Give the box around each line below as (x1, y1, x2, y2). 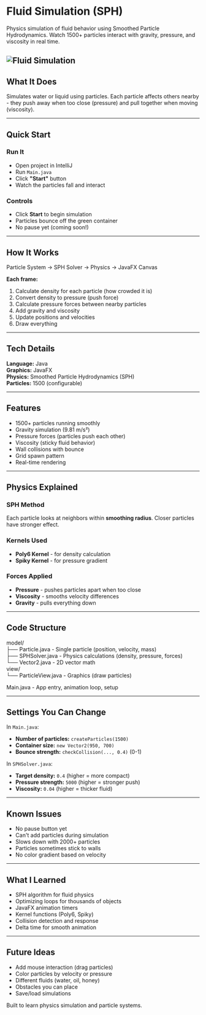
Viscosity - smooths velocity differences (15, 592, 120, 600)
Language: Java (6, 359, 48, 367)
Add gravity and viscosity (15, 307, 80, 314)
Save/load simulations (15, 989, 72, 997)
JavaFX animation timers (15, 904, 78, 912)
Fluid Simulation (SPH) (6, 4, 123, 18)
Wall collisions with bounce (15, 445, 85, 453)
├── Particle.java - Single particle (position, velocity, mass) (6, 645, 157, 652)
